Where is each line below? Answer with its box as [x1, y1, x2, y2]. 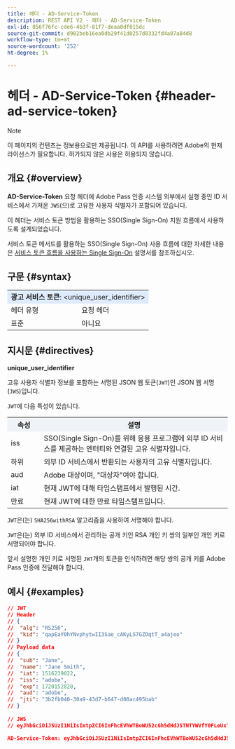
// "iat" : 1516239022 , [7, 670, 77, 677]
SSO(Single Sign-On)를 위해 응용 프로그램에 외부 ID [43, 433, 208, 443]
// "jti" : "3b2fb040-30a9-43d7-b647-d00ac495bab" [7, 696, 158, 703]
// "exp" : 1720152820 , [7, 683, 77, 690]
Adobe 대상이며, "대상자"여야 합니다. [43, 471, 159, 480]
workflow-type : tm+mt [7, 36, 71, 43]
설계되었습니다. [20, 224, 62, 233]
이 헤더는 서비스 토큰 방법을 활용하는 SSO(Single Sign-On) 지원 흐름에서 [7, 215, 206, 224]
